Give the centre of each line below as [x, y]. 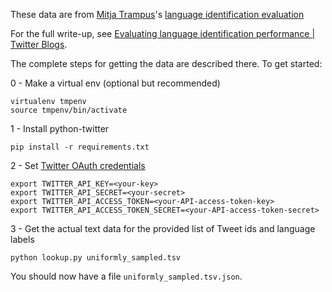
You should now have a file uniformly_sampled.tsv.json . [126, 276]
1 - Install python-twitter [60, 128]
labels [22, 239]
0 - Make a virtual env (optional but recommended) [115, 83]
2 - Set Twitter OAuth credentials [78, 165]
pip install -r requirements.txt [80, 147]
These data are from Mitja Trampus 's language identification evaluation [157, 14]
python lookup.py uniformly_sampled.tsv [96, 258]
